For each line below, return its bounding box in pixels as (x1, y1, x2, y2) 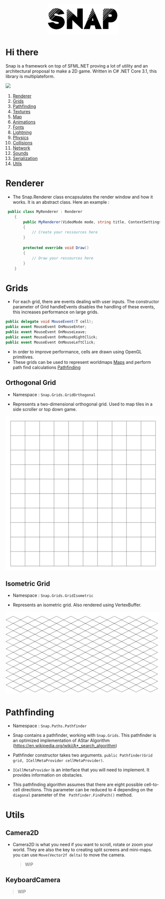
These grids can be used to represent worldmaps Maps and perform (12, 359, 151, 365)
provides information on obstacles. (12, 772, 83, 778)
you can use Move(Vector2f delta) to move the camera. (12, 852, 125, 858)
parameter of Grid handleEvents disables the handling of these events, (12, 304, 155, 310)
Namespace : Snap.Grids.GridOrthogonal (12, 391, 96, 398)
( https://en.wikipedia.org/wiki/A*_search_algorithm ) (12, 743, 118, 749)
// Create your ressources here (31, 230, 98, 235)
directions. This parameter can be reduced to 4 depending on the (21, 787, 153, 793)
